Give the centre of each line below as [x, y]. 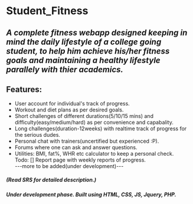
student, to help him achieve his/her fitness [88, 51]
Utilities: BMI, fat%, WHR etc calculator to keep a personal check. [94, 154]
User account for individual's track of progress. [72, 104]
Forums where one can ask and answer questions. [76, 147]
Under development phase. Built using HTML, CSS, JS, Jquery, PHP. [91, 195]
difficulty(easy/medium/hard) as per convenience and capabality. [94, 123]
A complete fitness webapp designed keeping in [97, 33]
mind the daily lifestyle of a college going [84, 42]
